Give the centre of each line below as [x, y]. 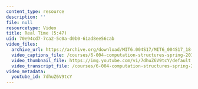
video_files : [22, 44]
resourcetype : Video [32, 28]
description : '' [26, 17]
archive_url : [27, 50]
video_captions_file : [38, 55]
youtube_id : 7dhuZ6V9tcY [42, 77]
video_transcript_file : [40, 66]
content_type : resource [35, 11]
